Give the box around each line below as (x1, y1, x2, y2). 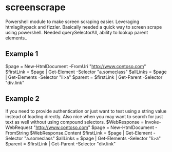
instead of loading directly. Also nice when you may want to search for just (5, 113, 163, 119)
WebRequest (5, 124, 32, 131)
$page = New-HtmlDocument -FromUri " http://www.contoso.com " (5, 63, 146, 69)
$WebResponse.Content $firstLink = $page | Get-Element (30, 129, 152, 136)
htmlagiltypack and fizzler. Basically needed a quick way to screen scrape (5, 24, 162, 30)
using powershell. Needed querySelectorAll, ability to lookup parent (5, 29, 148, 35)
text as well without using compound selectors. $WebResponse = (5, 119, 144, 125)
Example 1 (5, 50, 39, 58)
